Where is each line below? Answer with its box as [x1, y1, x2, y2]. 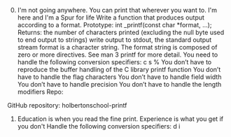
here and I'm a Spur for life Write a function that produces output [17, 13, 205, 22]
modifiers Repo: [17, 87, 64, 96]
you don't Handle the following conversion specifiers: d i [17, 122, 181, 130]
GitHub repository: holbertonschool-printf [7, 101, 127, 109]
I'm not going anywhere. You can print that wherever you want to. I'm [17, 6, 217, 14]
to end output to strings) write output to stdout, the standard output [17, 36, 212, 44]
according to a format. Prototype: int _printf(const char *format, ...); [17, 21, 212, 29]
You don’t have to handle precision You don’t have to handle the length [17, 80, 222, 88]
